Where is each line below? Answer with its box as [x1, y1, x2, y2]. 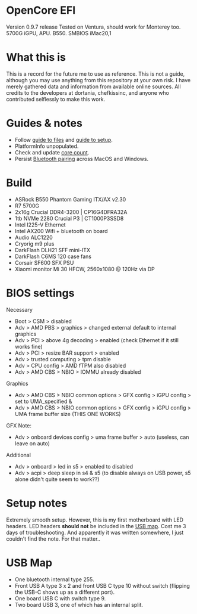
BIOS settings [6, 286, 75, 300]
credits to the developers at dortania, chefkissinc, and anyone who [6, 89, 170, 96]
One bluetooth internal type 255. [14, 576, 94, 583]
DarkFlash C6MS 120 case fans [14, 253, 92, 260]
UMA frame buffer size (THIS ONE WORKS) [14, 410, 121, 417]
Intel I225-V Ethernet [14, 221, 66, 228]
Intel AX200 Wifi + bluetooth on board [14, 227, 108, 234]
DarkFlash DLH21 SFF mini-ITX [14, 246, 91, 253]
